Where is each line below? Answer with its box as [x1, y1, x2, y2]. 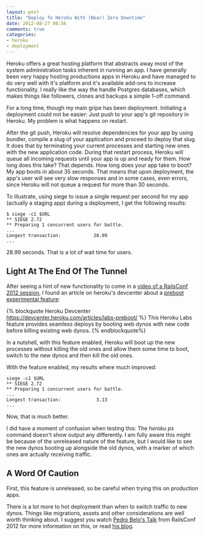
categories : [6, 32, 37, 38]
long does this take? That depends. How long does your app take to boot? [6, 161, 192, 169]
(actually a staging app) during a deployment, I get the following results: [6, 199, 187, 207]
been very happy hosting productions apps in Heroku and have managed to [6, 73, 196, 80]
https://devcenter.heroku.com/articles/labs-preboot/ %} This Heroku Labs [6, 314, 192, 321]
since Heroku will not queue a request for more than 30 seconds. [6, 181, 169, 188]
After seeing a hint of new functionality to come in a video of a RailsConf [6, 282, 188, 290]
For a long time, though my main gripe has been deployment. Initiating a [6, 104, 187, 111]
